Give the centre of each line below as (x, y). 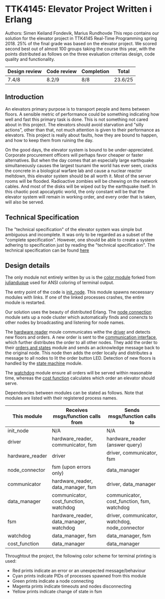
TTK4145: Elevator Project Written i (79, 9)
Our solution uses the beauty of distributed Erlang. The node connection (78, 312)
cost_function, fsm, (128, 501)
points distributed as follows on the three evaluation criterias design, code (80, 54)
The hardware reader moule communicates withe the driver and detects (78, 332)
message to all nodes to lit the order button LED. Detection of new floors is (80, 358)
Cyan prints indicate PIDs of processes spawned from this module (79, 576)
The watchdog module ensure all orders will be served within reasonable (79, 373)
